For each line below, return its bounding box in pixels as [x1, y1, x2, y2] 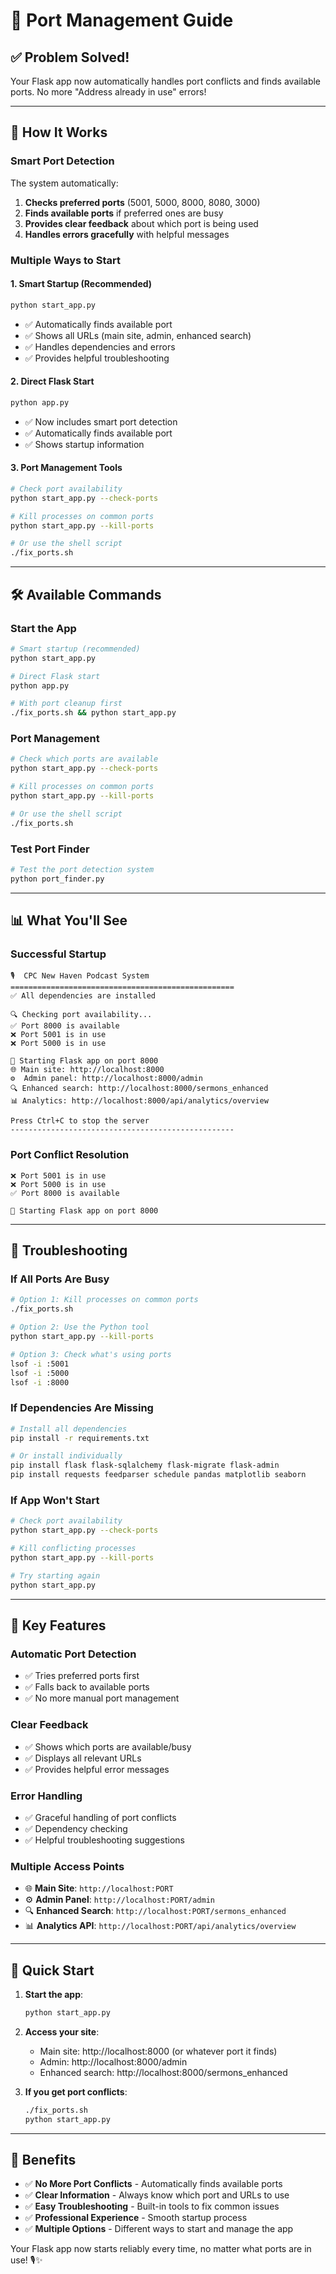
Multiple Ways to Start [10, 253, 122, 267]
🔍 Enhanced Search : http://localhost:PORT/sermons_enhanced [24, 1905, 287, 1917]
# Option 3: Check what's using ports [10, 1349, 172, 1359]
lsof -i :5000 [10, 1368, 70, 1378]
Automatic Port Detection [10, 1647, 137, 1661]
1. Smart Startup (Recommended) [10, 278, 153, 290]
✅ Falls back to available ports [24, 1681, 150, 1693]
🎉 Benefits [10, 2152, 77, 2169]
